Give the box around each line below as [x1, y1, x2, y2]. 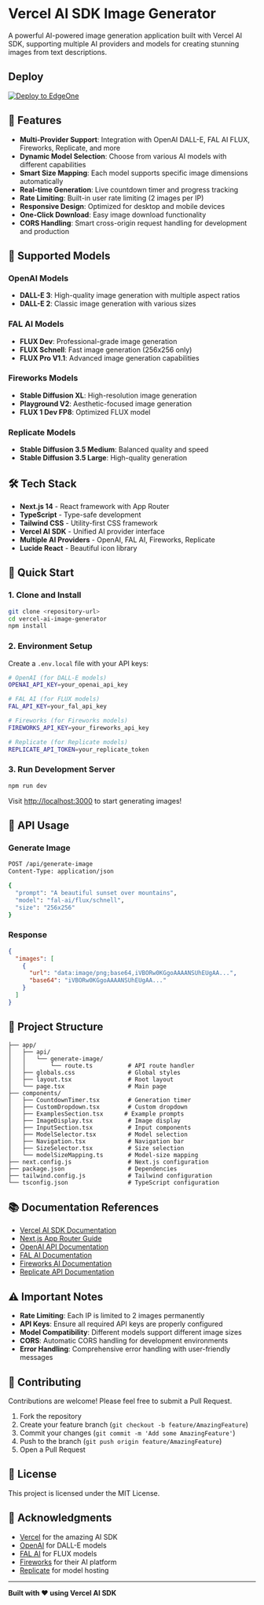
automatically [19, 176, 64, 185]
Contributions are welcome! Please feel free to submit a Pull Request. [8, 1396, 233, 1406]
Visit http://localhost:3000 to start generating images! [8, 796, 182, 805]
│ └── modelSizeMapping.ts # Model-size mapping [8, 1151, 199, 1159]
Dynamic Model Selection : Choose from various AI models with [19, 151, 227, 161]
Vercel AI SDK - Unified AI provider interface [19, 526, 165, 536]
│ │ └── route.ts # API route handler [8, 1061, 195, 1069]
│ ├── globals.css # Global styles [8, 1068, 181, 1076]
